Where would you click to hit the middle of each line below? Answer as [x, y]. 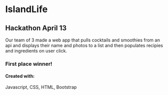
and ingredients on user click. [36, 51]
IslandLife [27, 9]
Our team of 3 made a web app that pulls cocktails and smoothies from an [83, 40]
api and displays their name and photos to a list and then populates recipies [84, 45]
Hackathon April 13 [36, 28]
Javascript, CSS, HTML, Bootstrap [41, 87]
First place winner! [29, 64]
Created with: [20, 76]
